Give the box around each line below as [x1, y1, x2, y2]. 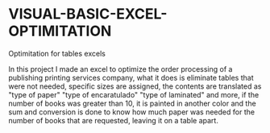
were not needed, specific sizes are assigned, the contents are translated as [8, 81, 262, 91]
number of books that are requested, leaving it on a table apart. [8, 115, 219, 125]
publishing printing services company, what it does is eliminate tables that [8, 73, 254, 82]
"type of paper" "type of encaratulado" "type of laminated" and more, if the [8, 89, 260, 99]
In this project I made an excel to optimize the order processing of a [8, 64, 233, 73]
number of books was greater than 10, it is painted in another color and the [8, 98, 256, 108]
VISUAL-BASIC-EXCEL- [8, 5, 168, 23]
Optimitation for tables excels [8, 48, 106, 58]
